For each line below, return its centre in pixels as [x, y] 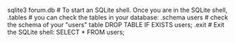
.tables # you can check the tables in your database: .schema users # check [118, 17]
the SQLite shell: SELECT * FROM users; [66, 32]
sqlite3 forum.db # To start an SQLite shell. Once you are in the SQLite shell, [118, 10]
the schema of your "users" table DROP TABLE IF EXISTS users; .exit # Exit [116, 25]
